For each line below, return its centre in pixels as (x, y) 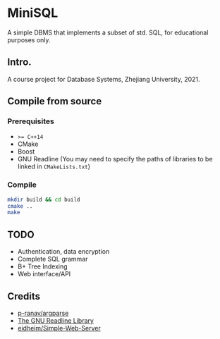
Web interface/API (44, 274)
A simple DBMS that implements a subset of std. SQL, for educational (108, 32)
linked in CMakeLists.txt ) (54, 166)
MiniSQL (33, 13)
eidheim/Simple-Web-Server (59, 328)
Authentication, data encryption (63, 252)
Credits (24, 296)
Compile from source (55, 101)
